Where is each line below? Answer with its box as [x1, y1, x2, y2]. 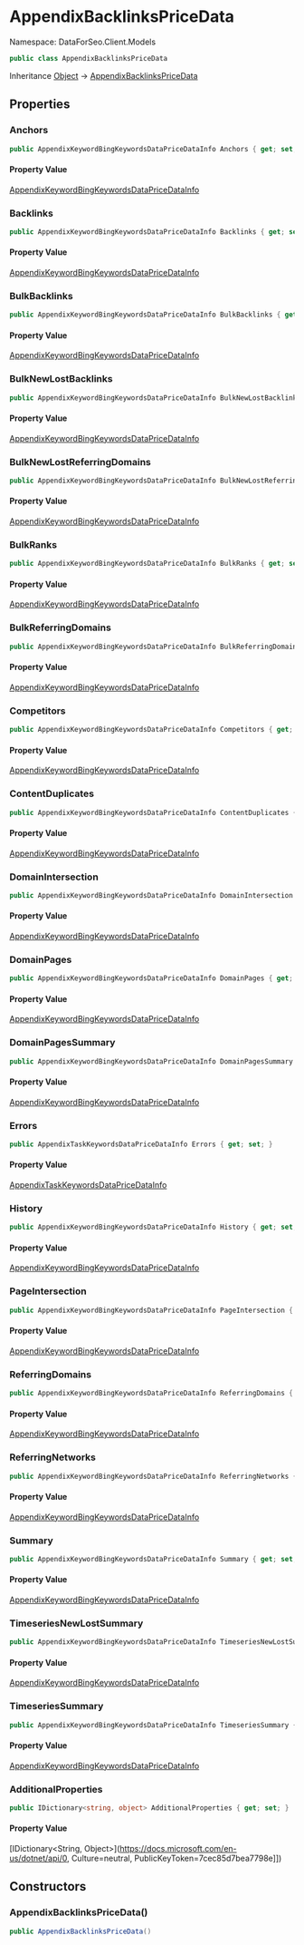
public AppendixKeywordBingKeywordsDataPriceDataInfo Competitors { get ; [9, 725, 294, 734]
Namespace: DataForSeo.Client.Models [9, 36, 157, 47]
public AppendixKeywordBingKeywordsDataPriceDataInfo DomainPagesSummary [9, 1056, 294, 1066]
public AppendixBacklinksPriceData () [9, 1927, 152, 1936]
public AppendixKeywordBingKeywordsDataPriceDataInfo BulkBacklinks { [9, 310, 281, 319]
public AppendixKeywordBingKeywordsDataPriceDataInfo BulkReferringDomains [9, 642, 301, 651]
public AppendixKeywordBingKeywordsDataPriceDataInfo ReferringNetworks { [9, 1472, 298, 1481]
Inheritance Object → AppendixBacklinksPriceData [9, 70, 198, 81]
